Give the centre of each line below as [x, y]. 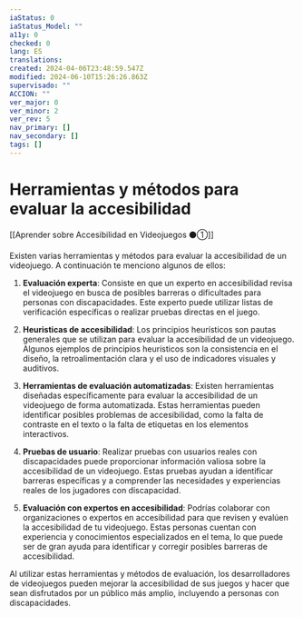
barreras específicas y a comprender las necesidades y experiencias [151, 480]
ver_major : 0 [34, 102]
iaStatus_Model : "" [46, 26]
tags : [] [26, 144]
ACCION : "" [30, 94]
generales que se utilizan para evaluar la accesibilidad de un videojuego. [158, 339]
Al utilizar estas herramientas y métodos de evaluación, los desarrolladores [150, 573]
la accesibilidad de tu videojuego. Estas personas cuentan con [139, 527]
